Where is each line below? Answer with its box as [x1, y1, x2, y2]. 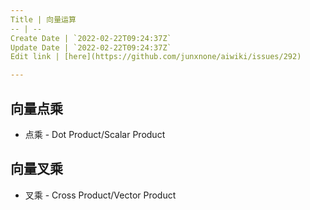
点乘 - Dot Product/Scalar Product [24, 128, 166, 140]
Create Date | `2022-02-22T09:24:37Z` [10, 33, 172, 43]
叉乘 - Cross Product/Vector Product [24, 189, 177, 201]
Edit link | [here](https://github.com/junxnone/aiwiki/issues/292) [10, 52, 302, 62]
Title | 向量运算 [10, 14, 77, 25]
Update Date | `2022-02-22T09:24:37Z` [10, 42, 172, 53]
